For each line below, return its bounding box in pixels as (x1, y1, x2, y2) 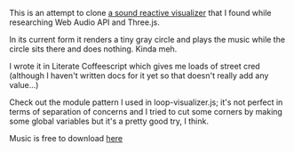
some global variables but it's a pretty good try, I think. (9, 116, 209, 126)
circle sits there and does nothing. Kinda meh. (9, 44, 178, 54)
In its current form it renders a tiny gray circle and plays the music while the (9, 35, 286, 44)
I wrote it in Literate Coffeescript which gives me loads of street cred (9, 61, 260, 71)
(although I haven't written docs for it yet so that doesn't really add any (9, 70, 269, 81)
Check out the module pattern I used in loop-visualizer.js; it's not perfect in (9, 97, 283, 108)
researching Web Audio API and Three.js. (9, 17, 160, 28)
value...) (9, 80, 39, 90)
